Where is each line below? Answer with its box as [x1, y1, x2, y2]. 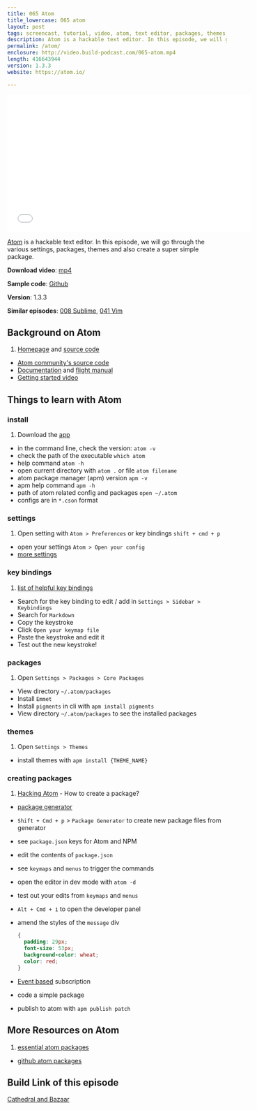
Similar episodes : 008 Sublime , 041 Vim [7, 306, 123, 315]
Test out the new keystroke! [17, 640, 98, 649]
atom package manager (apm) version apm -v [17, 474, 148, 482]
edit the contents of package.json [17, 851, 114, 859]
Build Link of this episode [7, 1076, 119, 1088]
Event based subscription [17, 977, 91, 985]
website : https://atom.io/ [7, 68, 86, 75]
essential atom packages [17, 1043, 89, 1051]
